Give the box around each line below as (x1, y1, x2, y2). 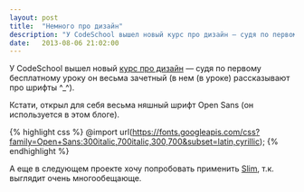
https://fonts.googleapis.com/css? (132, 127, 261, 138)
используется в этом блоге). (9, 109, 120, 120)
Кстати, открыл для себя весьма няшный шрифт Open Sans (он (9, 100, 254, 111)
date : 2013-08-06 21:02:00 (9, 38, 119, 48)
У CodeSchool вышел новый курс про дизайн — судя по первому (9, 63, 262, 74)
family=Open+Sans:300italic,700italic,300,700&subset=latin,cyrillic (9, 136, 261, 147)
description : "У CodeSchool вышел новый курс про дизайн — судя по (9, 30, 270, 39)
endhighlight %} (9, 146, 70, 157)
